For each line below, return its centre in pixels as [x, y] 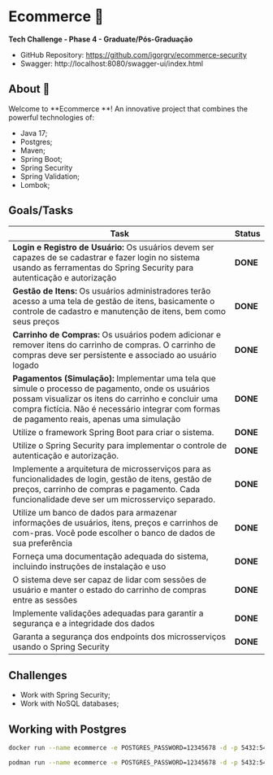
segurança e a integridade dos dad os [84, 623]
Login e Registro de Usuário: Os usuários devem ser [113, 247]
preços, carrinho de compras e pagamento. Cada [106, 489]
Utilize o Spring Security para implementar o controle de [120, 445]
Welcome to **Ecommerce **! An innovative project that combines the [128, 108]
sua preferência [43, 542]
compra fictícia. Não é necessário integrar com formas [117, 408]
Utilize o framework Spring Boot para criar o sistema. [113, 432]
